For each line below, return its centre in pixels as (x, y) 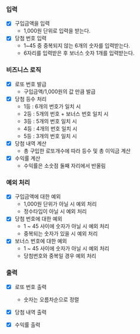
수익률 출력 (27, 325)
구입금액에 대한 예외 (38, 196)
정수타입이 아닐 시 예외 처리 (55, 211)
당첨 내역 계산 (30, 143)
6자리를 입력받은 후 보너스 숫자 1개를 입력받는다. (79, 53)
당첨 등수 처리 (30, 98)
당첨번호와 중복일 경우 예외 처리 (60, 256)
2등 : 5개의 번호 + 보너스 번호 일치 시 (66, 113)
